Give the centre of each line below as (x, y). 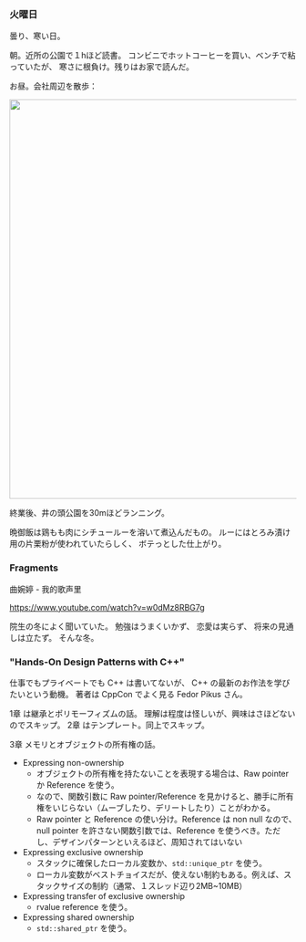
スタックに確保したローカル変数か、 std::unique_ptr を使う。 (151, 863)
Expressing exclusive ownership (83, 852)
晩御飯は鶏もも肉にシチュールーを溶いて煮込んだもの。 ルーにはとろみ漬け (150, 532)
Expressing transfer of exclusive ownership (103, 895)
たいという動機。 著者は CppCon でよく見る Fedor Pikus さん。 (128, 694)
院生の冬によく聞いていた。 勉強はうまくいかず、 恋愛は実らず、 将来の (144, 626)
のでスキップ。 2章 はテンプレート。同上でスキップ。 (109, 725)
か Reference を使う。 (78, 785)
